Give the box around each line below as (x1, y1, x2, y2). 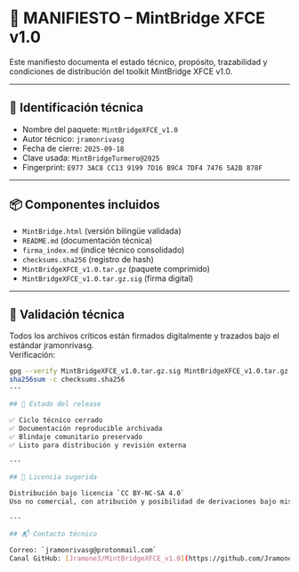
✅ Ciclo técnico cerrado (9, 415, 103, 425)
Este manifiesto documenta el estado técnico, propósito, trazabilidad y (9, 56, 268, 67)
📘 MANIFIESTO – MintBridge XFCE (9, 8, 265, 29)
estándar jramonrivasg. (9, 340, 94, 351)
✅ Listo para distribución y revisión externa (9, 441, 187, 450)
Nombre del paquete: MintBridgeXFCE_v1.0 (21, 124, 178, 135)
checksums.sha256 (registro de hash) (21, 253, 154, 264)
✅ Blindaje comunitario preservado (9, 432, 143, 441)
